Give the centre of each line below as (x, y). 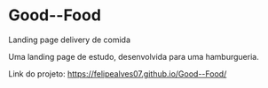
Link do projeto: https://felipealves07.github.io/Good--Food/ (118, 73)
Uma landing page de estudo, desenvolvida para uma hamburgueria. (134, 56)
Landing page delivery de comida (69, 40)
